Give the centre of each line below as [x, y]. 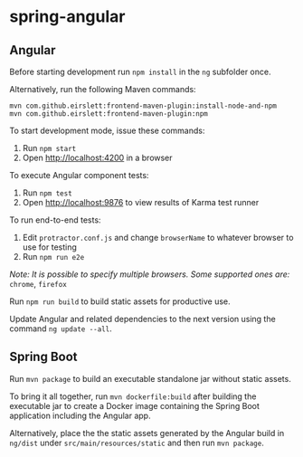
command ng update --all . [61, 328]
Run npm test [47, 193]
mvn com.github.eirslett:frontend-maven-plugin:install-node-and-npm [143, 106]
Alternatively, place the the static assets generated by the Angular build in [147, 433]
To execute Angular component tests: [79, 175]
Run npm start [49, 148]
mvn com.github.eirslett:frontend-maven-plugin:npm [109, 114]
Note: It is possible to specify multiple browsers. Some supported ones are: [150, 274]
